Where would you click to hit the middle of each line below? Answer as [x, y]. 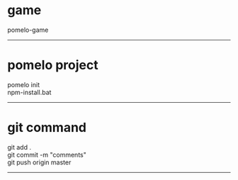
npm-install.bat [29, 92]
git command [47, 128]
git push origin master [39, 162]
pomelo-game [28, 30]
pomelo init [24, 84]
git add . [19, 147]
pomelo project [53, 65]
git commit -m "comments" [47, 154]
